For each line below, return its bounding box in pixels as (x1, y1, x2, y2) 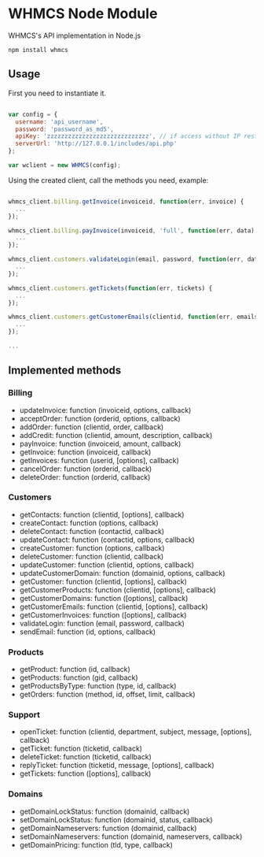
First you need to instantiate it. (8, 88, 107, 98)
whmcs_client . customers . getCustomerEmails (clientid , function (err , (8, 313, 234, 321)
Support (8, 710, 41, 721)
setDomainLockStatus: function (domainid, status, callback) (19, 814, 214, 824)
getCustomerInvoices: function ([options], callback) (19, 610, 187, 619)
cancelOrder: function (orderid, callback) (19, 464, 152, 473)
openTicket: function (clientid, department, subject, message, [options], (19, 727, 252, 736)
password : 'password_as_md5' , (15, 125, 114, 133)
